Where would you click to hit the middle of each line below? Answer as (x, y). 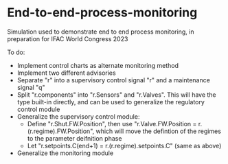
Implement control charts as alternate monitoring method (98, 65)
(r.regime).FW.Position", (61, 131)
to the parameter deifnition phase (75, 138)
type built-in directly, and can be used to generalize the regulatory (111, 102)
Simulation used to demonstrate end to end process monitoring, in (101, 32)
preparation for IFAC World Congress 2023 (68, 38)
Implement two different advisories (66, 73)
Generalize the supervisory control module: (78, 116)
